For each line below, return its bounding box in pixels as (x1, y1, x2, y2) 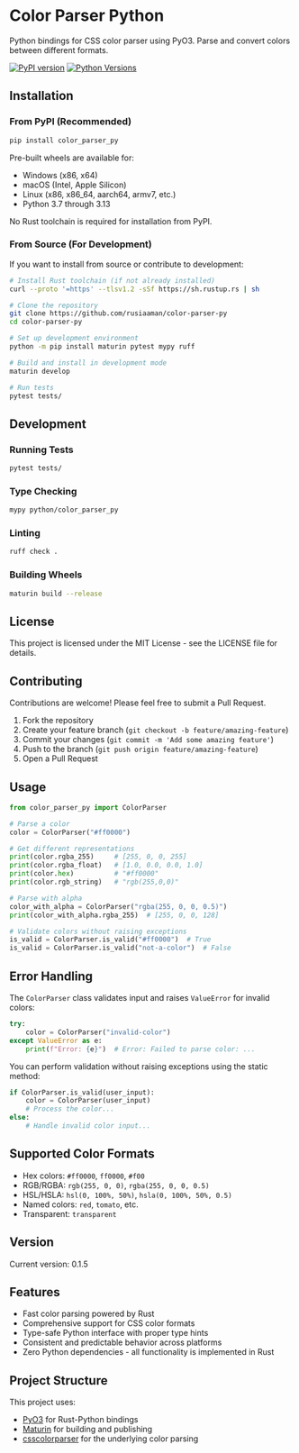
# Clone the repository (9, 301, 99, 310)
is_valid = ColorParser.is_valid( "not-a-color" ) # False (9, 943, 231, 953)
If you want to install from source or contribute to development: (9, 259, 244, 269)
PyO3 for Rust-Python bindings (22, 1414, 139, 1425)
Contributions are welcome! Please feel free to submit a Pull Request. (9, 697, 267, 708)
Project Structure (9, 1373, 108, 1388)
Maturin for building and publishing (22, 1424, 153, 1435)
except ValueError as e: (9, 1036, 103, 1045)
